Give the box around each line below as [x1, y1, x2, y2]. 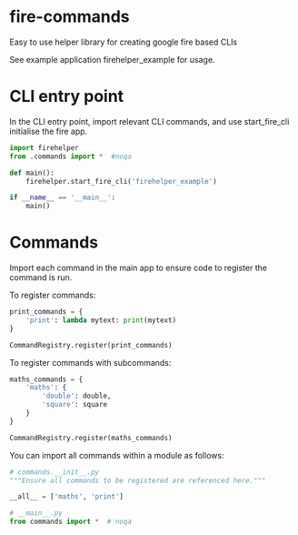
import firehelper [9, 143, 79, 152]
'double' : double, [42, 391, 112, 401]
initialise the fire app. [9, 126, 88, 136]
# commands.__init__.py [9, 467, 100, 477]
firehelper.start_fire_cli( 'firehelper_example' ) [25, 177, 218, 186]
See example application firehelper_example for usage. [9, 54, 215, 65]
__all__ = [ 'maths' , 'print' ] [9, 492, 124, 501]
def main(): [9, 168, 55, 177]
